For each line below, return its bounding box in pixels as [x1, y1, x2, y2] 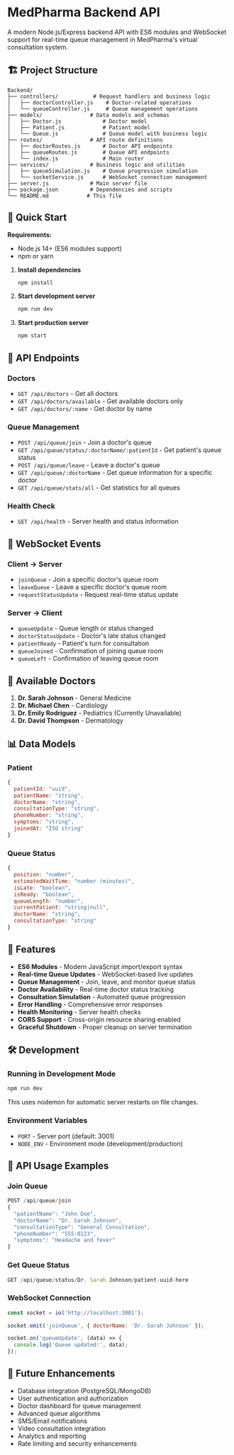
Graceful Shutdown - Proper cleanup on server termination [17, 1023, 192, 1031]
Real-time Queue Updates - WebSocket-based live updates [17, 970, 194, 978]
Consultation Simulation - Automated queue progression [17, 992, 186, 1001]
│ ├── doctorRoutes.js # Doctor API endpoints [7, 143, 173, 150]
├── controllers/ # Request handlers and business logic [7, 93, 211, 100]
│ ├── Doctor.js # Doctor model [7, 118, 147, 125]
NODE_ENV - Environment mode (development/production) [17, 1139, 183, 1148]
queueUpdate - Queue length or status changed [17, 624, 154, 632]
